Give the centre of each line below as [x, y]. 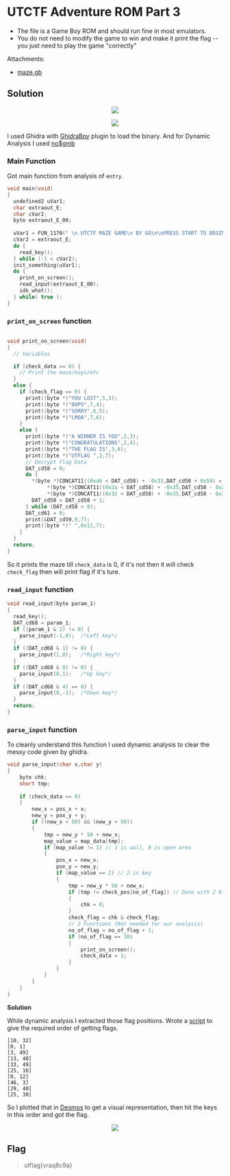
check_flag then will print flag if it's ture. [64, 572]
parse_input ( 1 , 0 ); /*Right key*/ [70, 655]
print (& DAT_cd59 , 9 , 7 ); [57, 519]
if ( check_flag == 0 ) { [53, 392]
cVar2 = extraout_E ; [42, 240]
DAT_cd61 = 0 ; [46, 513]
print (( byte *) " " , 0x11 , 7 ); [65, 526]
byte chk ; [34, 777]
